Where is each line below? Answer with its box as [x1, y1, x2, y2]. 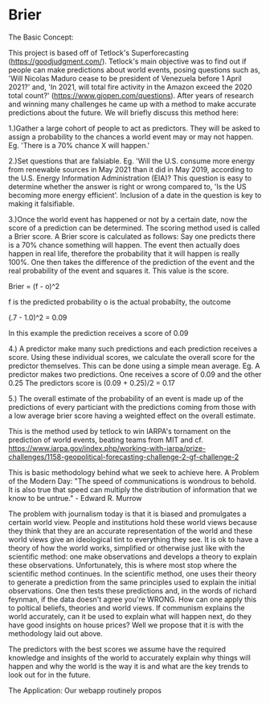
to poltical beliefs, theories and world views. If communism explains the [8, 602, 245, 613]
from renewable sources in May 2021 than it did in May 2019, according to [8, 164, 253, 174]
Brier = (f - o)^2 [8, 281, 60, 291]
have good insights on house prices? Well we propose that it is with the [8, 620, 243, 630]
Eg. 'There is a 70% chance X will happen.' [8, 140, 150, 150]
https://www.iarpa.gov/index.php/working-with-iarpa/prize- [8, 443, 207, 453]
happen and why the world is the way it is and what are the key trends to [8, 661, 249, 671]
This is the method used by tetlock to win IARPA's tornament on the [8, 426, 231, 436]
